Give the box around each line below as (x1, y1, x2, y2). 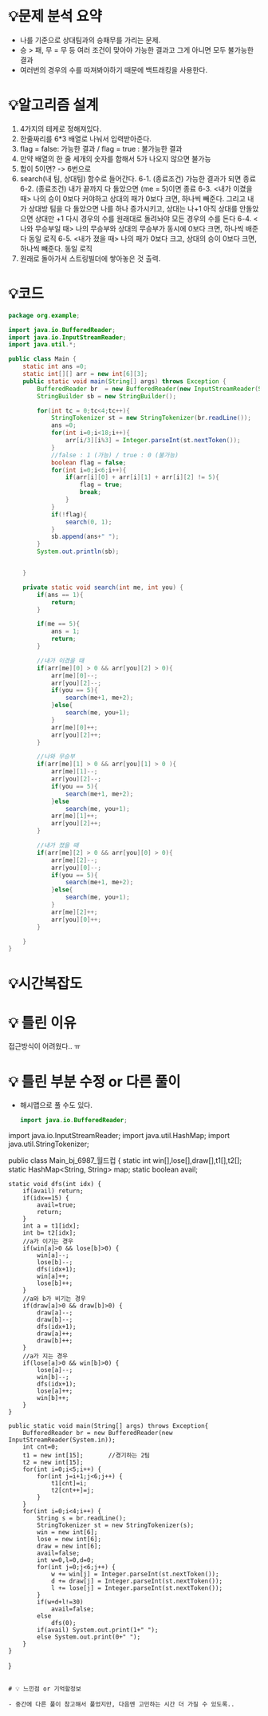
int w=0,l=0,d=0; (37, 1556, 94, 1564)
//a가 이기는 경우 (22, 1238, 74, 1246)
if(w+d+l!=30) (37, 1598, 84, 1607)
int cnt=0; (22, 1443, 59, 1451)
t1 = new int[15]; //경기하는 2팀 (22, 1452, 150, 1460)
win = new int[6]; (37, 1528, 98, 1536)
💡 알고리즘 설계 (8, 97, 99, 114)
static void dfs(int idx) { (8, 1180, 102, 1188)
